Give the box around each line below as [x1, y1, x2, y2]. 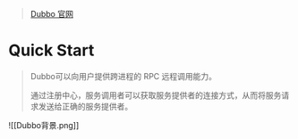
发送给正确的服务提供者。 [38, 101, 133, 111]
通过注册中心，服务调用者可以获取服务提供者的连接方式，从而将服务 [30, 89, 282, 101]
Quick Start [8, 40, 95, 61]
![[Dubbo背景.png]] [8, 119, 80, 130]
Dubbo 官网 [30, 9, 73, 19]
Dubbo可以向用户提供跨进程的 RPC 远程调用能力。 [30, 70, 217, 81]
